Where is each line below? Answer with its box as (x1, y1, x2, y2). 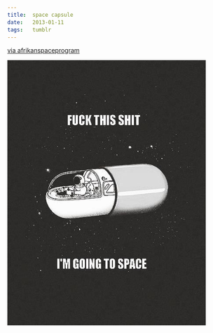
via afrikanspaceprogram (7, 46, 80, 55)
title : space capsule (7, 11, 74, 18)
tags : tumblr (7, 26, 52, 33)
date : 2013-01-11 (7, 18, 64, 26)
